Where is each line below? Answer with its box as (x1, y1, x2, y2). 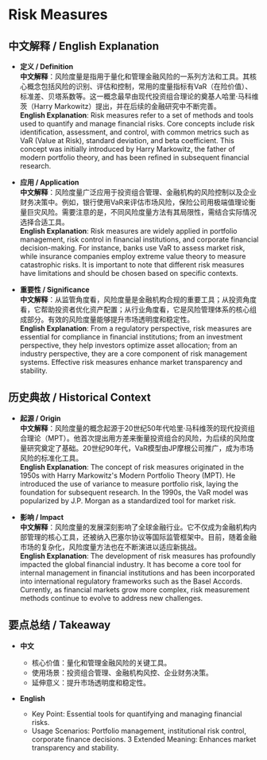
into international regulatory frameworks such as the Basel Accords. (19, 576, 242, 586)
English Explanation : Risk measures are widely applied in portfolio (19, 227, 238, 235)
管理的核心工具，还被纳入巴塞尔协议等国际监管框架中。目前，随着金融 (26, 532, 257, 541)
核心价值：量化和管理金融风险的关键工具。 (31, 657, 172, 667)
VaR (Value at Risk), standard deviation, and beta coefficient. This (19, 136, 234, 145)
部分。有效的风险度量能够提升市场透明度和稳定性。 (26, 315, 195, 324)
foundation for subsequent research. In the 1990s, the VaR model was (19, 487, 249, 497)
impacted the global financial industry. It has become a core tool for (19, 559, 242, 569)
